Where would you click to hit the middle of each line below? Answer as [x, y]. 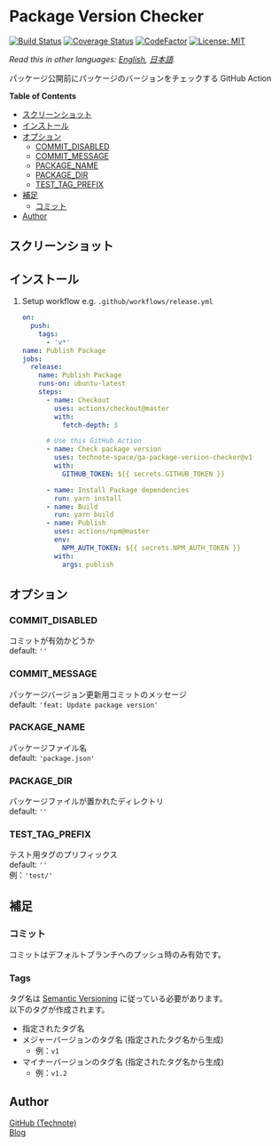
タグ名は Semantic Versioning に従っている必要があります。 [118, 998]
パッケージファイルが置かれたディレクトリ [86, 801]
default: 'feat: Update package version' [84, 704]
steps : [51, 392]
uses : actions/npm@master [102, 532]
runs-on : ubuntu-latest [82, 384]
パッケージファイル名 [48, 748]
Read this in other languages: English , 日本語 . [92, 59]
